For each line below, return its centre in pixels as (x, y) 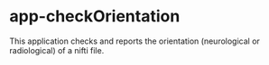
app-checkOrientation (95, 16)
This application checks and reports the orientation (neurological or (134, 41)
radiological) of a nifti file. (57, 50)
